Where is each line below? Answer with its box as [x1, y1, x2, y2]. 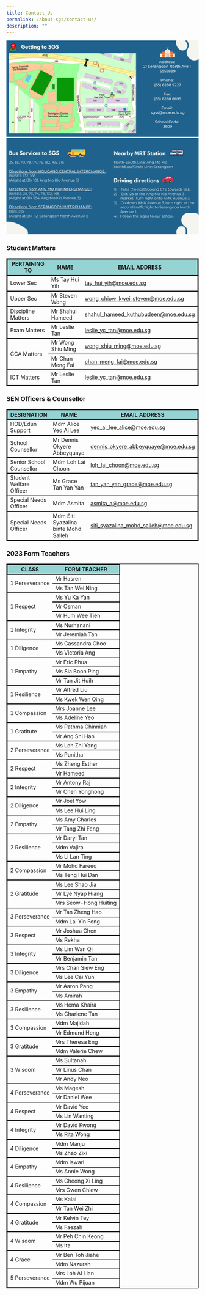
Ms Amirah [54, 992, 82, 999]
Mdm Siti [52, 512, 75, 519]
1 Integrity [10, 626, 37, 633]
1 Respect [10, 603, 36, 611]
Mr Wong [51, 339, 74, 347]
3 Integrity [10, 950, 37, 958]
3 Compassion [10, 1024, 47, 1032]
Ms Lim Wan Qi [54, 945, 93, 953]
